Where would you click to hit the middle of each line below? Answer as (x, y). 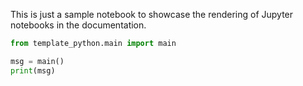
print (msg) (33, 70)
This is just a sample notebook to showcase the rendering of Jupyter (152, 14)
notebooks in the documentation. (78, 25)
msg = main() (37, 61)
